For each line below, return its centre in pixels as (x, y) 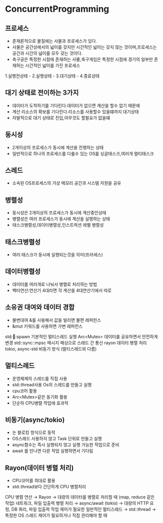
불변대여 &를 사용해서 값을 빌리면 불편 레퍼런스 (57, 320)
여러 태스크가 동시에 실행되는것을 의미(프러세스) (58, 255)
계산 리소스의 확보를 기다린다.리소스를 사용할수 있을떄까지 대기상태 (75, 112)
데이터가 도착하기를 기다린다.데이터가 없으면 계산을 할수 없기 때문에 (76, 105)
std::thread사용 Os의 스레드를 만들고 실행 (52, 384)
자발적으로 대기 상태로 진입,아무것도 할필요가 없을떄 (61, 118)
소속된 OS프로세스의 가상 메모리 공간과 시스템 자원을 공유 (67, 183)
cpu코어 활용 (25, 391)
